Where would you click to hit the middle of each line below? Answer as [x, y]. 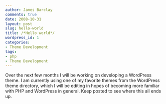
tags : [11, 51]
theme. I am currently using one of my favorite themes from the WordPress [82, 80]
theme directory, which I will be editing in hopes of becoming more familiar [82, 86]
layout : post [19, 24]
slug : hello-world [24, 28]
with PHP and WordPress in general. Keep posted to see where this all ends [83, 91]
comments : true [21, 14]
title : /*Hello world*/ [30, 33]
